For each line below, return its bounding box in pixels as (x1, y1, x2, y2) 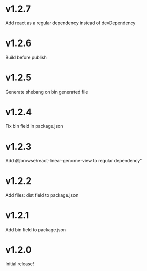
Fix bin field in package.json (5, 123, 63, 129)
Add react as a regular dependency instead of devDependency (5, 20, 136, 26)
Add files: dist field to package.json (5, 192, 79, 198)
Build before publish (5, 54, 47, 60)
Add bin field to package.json (5, 226, 66, 233)
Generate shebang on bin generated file (5, 88, 88, 95)
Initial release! (5, 261, 34, 267)
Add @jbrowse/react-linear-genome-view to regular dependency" (5, 157, 142, 163)
